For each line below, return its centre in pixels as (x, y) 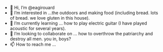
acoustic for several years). (38, 28)
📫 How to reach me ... (33, 44)
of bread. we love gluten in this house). (50, 18)
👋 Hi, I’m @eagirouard (32, 8)
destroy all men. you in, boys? (40, 39)
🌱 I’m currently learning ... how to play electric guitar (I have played (79, 23)
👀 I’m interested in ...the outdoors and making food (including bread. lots (84, 13)
